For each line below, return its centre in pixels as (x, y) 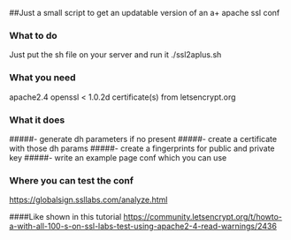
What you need (43, 78)
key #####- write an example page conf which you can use (118, 157)
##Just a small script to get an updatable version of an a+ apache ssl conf (145, 13)
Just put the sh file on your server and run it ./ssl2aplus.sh (115, 55)
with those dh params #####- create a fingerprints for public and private (142, 148)
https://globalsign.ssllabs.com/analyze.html (88, 200)
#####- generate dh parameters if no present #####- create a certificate (143, 139)
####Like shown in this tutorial (65, 217)
